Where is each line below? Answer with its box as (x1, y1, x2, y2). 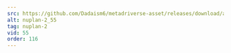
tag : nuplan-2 (7, 23, 48, 30)
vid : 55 (7, 29, 30, 36)
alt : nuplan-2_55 (7, 17, 57, 23)
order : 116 (7, 36, 38, 43)
